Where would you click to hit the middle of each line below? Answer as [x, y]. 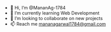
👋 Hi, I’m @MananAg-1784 [38, 8]
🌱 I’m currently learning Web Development [55, 13]
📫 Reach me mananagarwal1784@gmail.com [58, 24]
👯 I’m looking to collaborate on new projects [57, 18]
